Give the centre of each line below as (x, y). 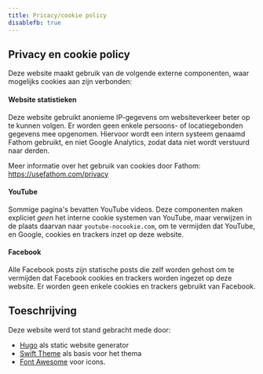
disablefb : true (35, 23)
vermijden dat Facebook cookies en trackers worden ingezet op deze (120, 278)
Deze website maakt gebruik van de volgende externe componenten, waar (129, 73)
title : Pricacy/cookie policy (58, 15)
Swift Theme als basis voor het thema (80, 353)
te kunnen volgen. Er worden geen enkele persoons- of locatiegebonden (126, 125)
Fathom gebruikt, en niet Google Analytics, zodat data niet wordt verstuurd (129, 142)
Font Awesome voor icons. (62, 361)
